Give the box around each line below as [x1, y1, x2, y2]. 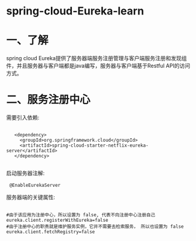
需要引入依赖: [6, 114, 40, 121]
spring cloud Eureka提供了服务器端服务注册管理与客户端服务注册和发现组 [6, 55, 187, 62]
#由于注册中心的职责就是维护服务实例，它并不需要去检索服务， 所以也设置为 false [6, 224, 184, 230]
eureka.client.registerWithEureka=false [6, 218, 109, 224]
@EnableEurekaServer [9, 182, 61, 189]
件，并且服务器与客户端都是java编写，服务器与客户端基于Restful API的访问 [6, 62, 191, 70]
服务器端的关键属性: [6, 194, 56, 201]
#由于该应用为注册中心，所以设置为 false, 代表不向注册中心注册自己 [6, 212, 156, 218]
